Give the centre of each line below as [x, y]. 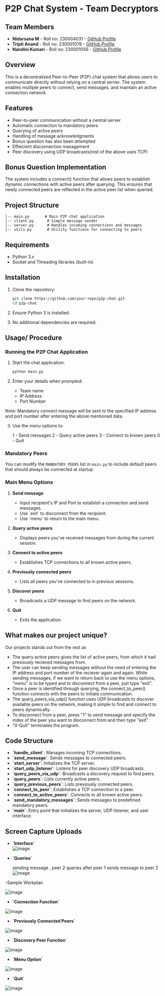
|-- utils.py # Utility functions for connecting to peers [73, 230]
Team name [32, 391]
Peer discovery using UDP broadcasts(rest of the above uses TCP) [80, 152]
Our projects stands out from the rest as [46, 647]
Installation [23, 278]
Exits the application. [41, 620]
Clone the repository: [34, 289]
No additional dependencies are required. [54, 322]
